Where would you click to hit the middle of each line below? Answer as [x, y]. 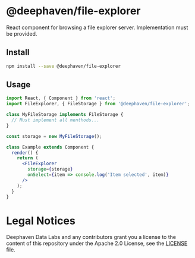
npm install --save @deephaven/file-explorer [63, 66]
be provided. [22, 33]
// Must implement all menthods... [56, 120]
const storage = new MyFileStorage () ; [54, 136]
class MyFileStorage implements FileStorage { [65, 115]
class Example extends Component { [50, 147]
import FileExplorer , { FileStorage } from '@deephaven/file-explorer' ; [98, 104]
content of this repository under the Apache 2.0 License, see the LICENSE [97, 243]
